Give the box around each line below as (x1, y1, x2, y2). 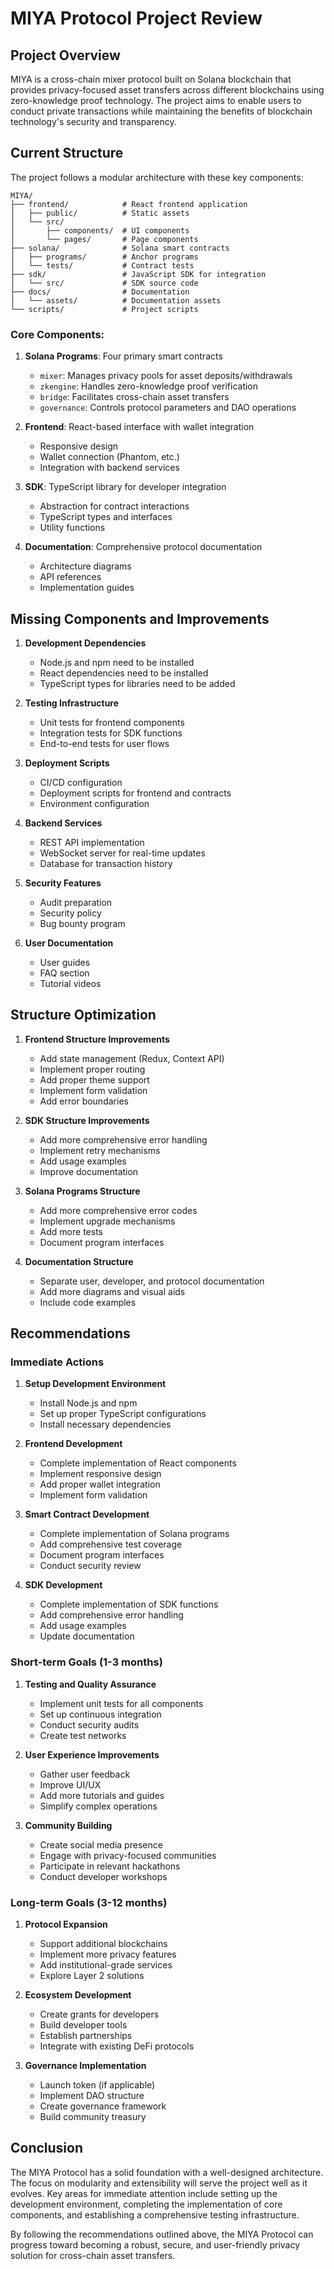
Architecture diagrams (39, 560, 132, 572)
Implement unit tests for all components (39, 1697, 204, 1709)
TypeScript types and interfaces (39, 511, 173, 523)
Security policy (39, 907, 102, 919)
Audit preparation (39, 896, 113, 908)
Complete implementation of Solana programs (39, 1528, 230, 1540)
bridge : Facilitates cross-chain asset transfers (39, 391, 230, 403)
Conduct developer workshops (39, 1870, 168, 1882)
